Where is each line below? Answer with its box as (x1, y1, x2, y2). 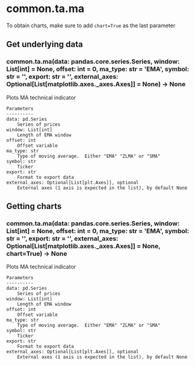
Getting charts (6, 201, 62, 211)
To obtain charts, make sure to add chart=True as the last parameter (6, 22, 176, 29)
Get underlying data (6, 39, 83, 50)
